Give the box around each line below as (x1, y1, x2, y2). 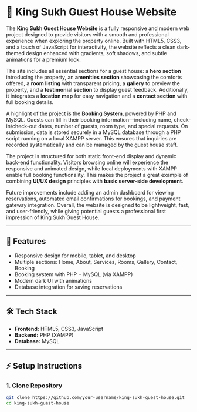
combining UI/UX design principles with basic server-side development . (6, 177, 184, 185)
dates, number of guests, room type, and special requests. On (38, 122, 188, 129)
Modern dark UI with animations (14, 277, 93, 284)
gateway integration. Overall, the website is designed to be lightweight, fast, (6, 201, 189, 208)
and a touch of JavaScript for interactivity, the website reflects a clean (6, 43, 176, 51)
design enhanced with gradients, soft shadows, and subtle (25, 49, 167, 56)
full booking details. (6, 98, 54, 105)
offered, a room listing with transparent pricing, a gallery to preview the (6, 79, 181, 87)
